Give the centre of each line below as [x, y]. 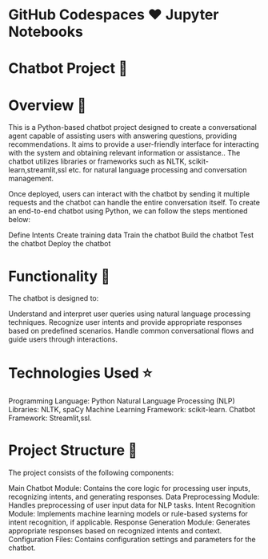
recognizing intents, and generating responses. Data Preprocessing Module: [134, 497]
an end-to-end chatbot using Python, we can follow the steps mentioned [128, 211]
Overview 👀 [47, 105]
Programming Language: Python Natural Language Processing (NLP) [122, 401]
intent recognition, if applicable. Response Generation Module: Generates [129, 522]
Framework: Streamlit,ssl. [50, 418]
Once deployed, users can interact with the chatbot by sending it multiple [129, 194]
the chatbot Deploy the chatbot [60, 244]
